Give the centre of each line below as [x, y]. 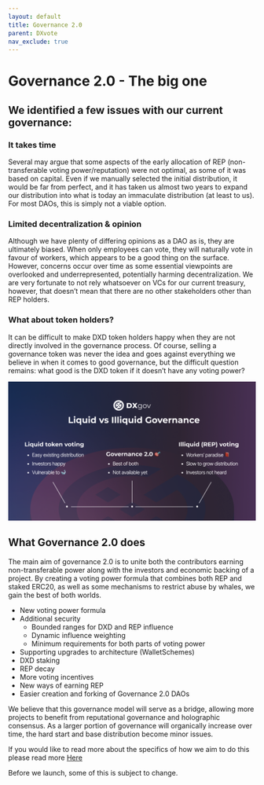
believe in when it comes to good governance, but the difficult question [123, 362]
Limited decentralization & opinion [75, 224]
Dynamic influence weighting [78, 635]
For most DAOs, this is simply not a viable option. [87, 204]
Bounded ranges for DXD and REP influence [103, 627]
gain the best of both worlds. [55, 595]
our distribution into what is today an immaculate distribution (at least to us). [131, 196]
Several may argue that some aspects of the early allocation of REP [117, 162]
